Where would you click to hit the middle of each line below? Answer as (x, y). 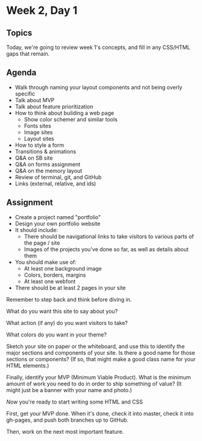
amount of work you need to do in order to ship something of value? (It (94, 384)
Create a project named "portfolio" (58, 217)
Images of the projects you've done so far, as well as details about (106, 249)
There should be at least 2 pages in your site (70, 288)
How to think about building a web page (65, 113)
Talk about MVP (35, 100)
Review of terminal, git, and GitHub (58, 177)
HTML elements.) (28, 365)
